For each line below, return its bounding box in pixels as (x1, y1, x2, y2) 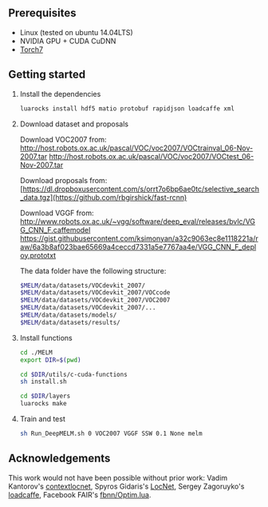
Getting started (8, 68, 86, 82)
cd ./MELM (19, 348, 53, 357)
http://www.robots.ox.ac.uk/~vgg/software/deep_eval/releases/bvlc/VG (19, 216, 256, 226)
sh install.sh (19, 377, 67, 386)
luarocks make (19, 400, 67, 408)
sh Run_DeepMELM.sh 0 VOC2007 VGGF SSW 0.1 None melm (19, 429, 203, 437)
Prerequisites (8, 6, 77, 20)
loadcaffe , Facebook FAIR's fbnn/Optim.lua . (8, 489, 152, 499)
